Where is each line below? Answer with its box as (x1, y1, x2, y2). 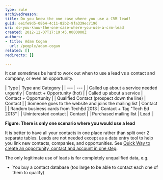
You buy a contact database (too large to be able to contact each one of (12, 164, 158, 170)
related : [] (5, 48, 29, 53)
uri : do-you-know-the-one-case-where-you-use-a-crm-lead (5, 25, 124, 30)
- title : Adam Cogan (5, 39, 48, 44)
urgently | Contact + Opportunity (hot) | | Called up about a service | (5, 90, 143, 96)
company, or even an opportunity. (5, 75, 74, 81)
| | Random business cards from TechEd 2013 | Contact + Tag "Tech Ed (5, 106, 149, 112)
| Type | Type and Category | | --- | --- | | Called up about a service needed (5, 85, 158, 91)
